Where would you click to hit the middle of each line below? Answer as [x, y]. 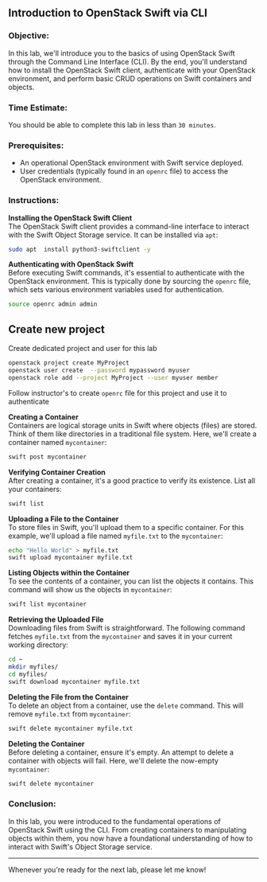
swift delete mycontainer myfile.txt [71, 728]
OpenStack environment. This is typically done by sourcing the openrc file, [130, 281]
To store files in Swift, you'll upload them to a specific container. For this [126, 527]
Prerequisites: [36, 145]
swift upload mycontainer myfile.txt [71, 558]
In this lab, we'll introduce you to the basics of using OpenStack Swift [122, 53]
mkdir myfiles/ [33, 667]
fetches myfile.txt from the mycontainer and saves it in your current [120, 637]
